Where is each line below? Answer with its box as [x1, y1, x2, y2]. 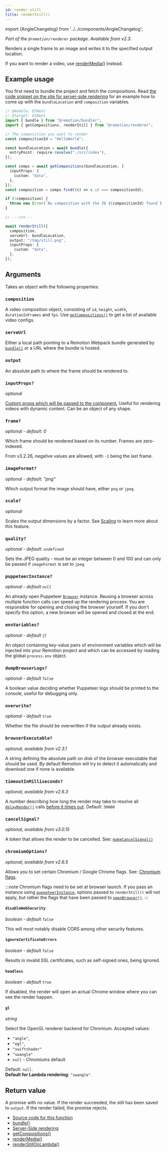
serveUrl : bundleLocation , [9, 233, 66, 238]
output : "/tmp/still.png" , [9, 238, 66, 243]
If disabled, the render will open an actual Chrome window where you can [5, 989, 157, 995]
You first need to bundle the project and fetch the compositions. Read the [5, 88, 156, 94]
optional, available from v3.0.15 [5, 826, 70, 832]
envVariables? [5, 622, 39, 628]
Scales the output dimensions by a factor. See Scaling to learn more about [5, 518, 158, 524]
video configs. [5, 317, 35, 323]
